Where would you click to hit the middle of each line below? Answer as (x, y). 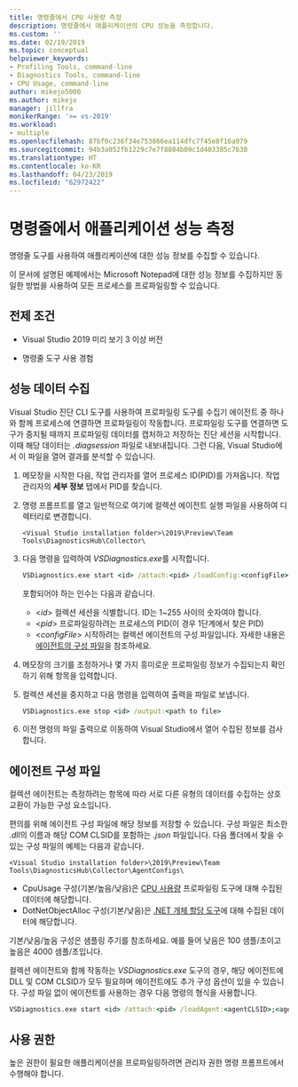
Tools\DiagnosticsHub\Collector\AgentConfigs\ (97, 871)
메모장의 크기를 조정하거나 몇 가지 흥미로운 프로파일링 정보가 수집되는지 (145, 664)
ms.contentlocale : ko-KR (55, 166)
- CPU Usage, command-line (59, 83)
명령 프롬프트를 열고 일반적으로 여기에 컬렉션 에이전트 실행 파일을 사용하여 (150, 505)
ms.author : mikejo (43, 100)
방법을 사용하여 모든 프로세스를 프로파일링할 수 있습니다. (122, 286)
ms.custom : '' (35, 34)
